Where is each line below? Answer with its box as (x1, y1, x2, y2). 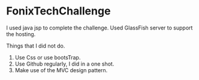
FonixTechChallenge (6, 4, 111, 18)
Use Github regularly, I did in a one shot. (14, 60, 114, 67)
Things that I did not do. (6, 42, 65, 49)
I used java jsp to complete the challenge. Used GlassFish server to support (6, 24, 193, 31)
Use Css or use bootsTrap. (14, 54, 81, 61)
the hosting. (6, 30, 36, 37)
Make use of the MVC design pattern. (14, 66, 108, 73)
